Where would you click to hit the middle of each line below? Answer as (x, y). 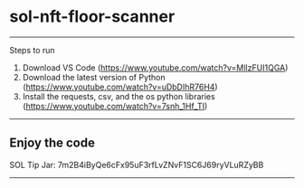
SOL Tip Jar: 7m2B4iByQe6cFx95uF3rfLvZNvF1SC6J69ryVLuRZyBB (137, 164)
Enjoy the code (52, 143)
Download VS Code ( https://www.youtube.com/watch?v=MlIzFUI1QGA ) (155, 67)
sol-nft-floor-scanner (92, 17)
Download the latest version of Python (94, 77)
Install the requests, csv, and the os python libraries (119, 96)
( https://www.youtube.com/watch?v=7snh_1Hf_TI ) (115, 106)
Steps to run (33, 50)
